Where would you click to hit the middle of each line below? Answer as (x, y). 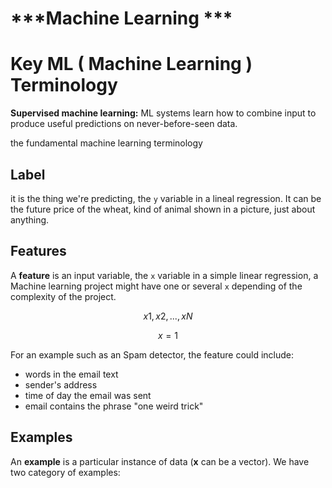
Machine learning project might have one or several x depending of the (156, 286)
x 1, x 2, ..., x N (168, 316)
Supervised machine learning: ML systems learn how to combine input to (163, 113)
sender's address (61, 384)
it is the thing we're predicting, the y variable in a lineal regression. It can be (166, 198)
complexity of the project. (63, 296)
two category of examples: (65, 472)
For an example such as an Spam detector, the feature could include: (152, 354)
